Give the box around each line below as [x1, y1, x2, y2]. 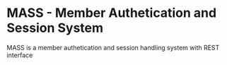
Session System [6, 20, 104, 36]
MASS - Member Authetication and [6, 5, 217, 21]
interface [6, 51, 33, 59]
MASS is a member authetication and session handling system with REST [6, 43, 220, 52]
